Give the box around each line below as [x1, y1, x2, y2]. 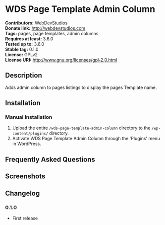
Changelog [5, 189, 40, 197]
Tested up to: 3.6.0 [5, 41, 45, 47]
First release [12, 215, 38, 221]
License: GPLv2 [5, 51, 38, 58]
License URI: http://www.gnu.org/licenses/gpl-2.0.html [5, 57, 117, 63]
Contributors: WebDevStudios [5, 20, 68, 26]
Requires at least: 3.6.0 [5, 36, 54, 42]
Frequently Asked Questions [5, 155, 96, 163]
